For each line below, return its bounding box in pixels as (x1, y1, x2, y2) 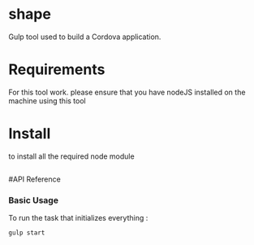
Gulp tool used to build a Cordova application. (8, 32, 161, 42)
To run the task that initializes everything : (8, 213, 149, 223)
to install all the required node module (8, 151, 136, 161)
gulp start (8, 229, 45, 237)
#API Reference (8, 174, 61, 184)
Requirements (8, 60, 105, 79)
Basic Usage (8, 195, 59, 206)
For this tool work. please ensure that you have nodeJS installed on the (8, 87, 246, 97)
